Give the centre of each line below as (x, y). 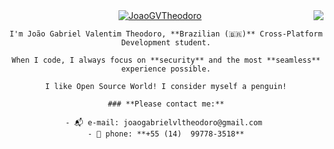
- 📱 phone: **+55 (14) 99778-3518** (166, 134)
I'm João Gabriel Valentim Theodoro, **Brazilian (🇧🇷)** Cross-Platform (166, 34)
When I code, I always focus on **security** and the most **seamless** (166, 60)
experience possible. (166, 69)
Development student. (166, 43)
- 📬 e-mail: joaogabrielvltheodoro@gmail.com (163, 123)
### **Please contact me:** (166, 104)
